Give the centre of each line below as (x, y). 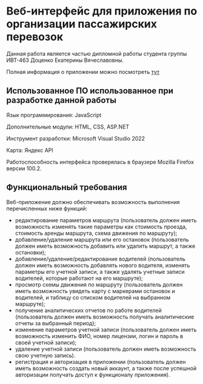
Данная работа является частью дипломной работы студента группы (97, 53)
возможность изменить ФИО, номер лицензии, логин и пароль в (99, 336)
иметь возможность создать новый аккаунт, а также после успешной (106, 368)
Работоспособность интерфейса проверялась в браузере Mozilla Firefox (100, 162)
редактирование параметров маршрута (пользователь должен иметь (106, 220)
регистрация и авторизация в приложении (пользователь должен (100, 362)
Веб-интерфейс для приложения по (102, 11)
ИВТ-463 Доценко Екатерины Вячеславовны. (65, 60)
